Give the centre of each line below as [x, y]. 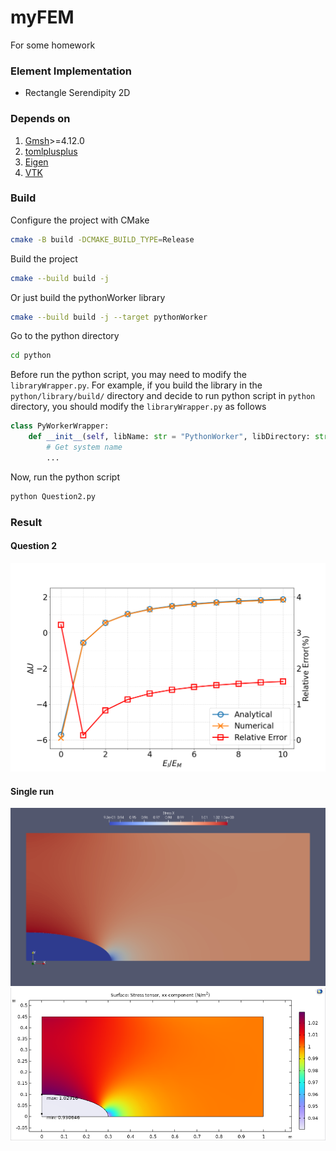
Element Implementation [71, 71]
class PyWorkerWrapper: [60, 426]
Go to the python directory [65, 336]
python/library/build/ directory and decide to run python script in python [163, 396]
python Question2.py [53, 496]
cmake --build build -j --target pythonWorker [109, 317]
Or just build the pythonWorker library [88, 297]
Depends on [40, 119]
